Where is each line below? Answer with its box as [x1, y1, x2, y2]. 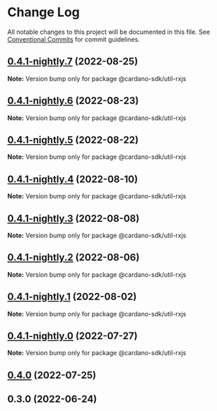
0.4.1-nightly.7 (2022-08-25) [7, 56, 139, 68]
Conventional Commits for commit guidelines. [7, 35, 140, 43]
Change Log [7, 4, 80, 20]
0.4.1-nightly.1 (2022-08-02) [7, 291, 137, 303]
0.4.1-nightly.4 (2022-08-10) [7, 173, 139, 185]
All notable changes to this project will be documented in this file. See [7, 28, 211, 36]
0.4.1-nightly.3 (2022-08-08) [7, 213, 140, 225]
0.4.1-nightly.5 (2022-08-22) [7, 133, 139, 145]
